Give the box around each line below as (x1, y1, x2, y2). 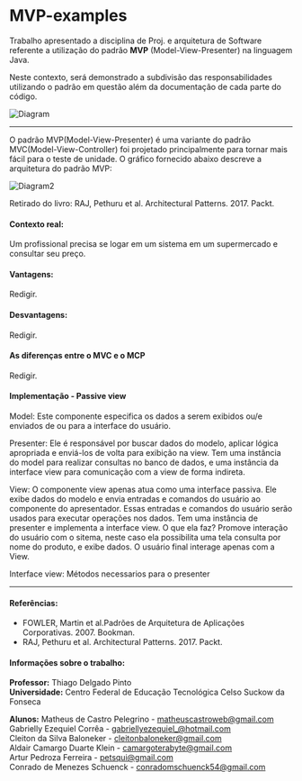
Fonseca (9, 696, 41, 707)
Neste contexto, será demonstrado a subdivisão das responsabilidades (9, 71, 272, 82)
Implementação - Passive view (9, 391, 127, 402)
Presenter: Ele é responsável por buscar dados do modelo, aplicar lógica (9, 438, 279, 449)
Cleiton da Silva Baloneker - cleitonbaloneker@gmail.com (9, 733, 222, 744)
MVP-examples (9, 5, 128, 26)
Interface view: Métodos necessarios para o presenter (9, 568, 210, 579)
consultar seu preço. (9, 249, 86, 259)
